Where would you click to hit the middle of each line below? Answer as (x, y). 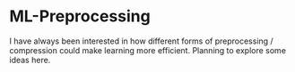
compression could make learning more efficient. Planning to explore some (148, 50)
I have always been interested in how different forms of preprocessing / (141, 41)
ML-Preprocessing (80, 16)
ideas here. (30, 60)
